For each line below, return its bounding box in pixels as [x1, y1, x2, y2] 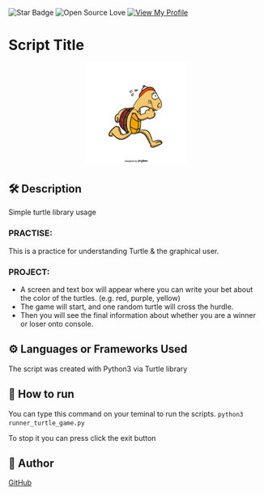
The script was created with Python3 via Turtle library [8, 364, 188, 374]
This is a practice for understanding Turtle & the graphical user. [8, 246, 219, 256]
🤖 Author [8, 456, 54, 470]
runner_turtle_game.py [8, 419, 85, 427]
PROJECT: [8, 266, 50, 277]
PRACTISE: [8, 227, 53, 239]
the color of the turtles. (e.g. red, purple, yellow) [19, 293, 181, 302]
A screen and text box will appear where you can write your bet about [19, 284, 253, 294]
